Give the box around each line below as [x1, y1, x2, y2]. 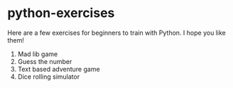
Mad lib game [17, 50, 58, 58]
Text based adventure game [17, 65, 101, 73]
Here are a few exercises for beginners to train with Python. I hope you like [7, 28, 226, 37]
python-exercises [7, 5, 115, 21]
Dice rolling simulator [17, 72, 80, 81]
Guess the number [17, 57, 72, 65]
